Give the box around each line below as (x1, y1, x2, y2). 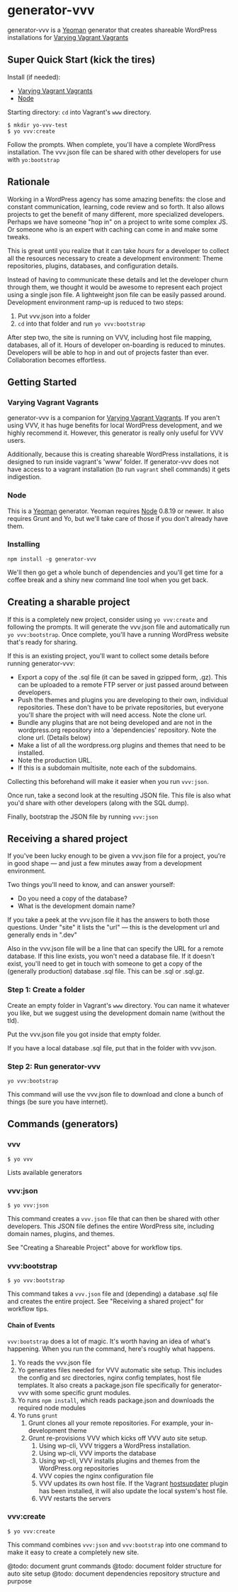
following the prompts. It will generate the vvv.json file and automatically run (7, 623, 230, 631)
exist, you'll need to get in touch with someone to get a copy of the (7, 959, 203, 968)
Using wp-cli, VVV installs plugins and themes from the (38, 1456, 200, 1465)
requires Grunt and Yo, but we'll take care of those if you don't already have (7, 514, 229, 522)
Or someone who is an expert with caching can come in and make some (7, 225, 218, 233)
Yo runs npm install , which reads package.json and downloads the (17, 1396, 215, 1404)
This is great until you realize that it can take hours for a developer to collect (7, 246, 229, 254)
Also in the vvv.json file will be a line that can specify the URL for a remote (7, 945, 224, 953)
